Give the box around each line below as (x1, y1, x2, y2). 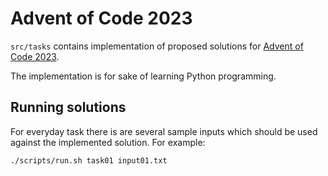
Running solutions (10, 99, 127, 116)
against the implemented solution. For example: (10, 136, 206, 148)
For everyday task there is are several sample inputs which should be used (10, 125, 318, 137)
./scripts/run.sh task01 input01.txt (10, 155, 168, 166)
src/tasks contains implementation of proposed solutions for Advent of (10, 40, 304, 52)
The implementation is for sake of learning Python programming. (10, 70, 277, 82)
